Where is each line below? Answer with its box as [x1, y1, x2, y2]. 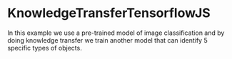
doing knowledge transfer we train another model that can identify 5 [7, 36, 208, 44]
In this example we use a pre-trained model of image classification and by [7, 28, 225, 37]
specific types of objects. [7, 43, 82, 52]
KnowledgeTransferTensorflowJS [7, 5, 211, 21]
